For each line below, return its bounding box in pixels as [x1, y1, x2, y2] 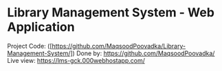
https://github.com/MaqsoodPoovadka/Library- [51, 42, 186, 50]
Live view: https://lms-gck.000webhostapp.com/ [7, 56, 146, 64]
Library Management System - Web [7, 5, 215, 20]
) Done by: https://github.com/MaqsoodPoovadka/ [72, 49, 215, 57]
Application [7, 19, 75, 35]
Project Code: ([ [7, 42, 52, 50]
